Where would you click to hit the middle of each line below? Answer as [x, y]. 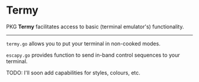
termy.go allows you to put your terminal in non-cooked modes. [84, 43]
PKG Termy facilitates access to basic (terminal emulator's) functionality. [95, 27]
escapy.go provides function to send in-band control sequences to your [93, 55]
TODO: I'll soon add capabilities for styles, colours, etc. [73, 73]
